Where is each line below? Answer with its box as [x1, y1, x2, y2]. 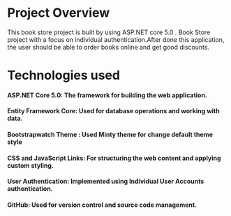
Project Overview [7, 5, 110, 21]
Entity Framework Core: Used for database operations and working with [7, 107, 220, 115]
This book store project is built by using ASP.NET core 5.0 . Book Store [7, 28, 211, 36]
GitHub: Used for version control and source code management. [7, 201, 198, 209]
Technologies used [7, 68, 121, 83]
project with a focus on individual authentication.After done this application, [7, 35, 225, 43]
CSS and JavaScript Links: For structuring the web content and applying [7, 154, 221, 162]
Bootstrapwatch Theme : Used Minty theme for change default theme [7, 130, 213, 138]
